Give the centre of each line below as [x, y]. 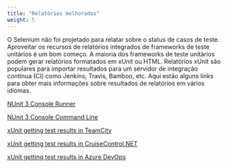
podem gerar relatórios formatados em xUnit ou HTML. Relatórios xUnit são [114, 61]
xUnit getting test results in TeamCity [59, 130]
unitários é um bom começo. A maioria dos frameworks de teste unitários [111, 54]
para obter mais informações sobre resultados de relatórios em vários [106, 83]
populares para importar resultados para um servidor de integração [102, 69]
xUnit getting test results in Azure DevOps [67, 157]
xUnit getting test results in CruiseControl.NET [72, 143]
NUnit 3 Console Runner [42, 104]
